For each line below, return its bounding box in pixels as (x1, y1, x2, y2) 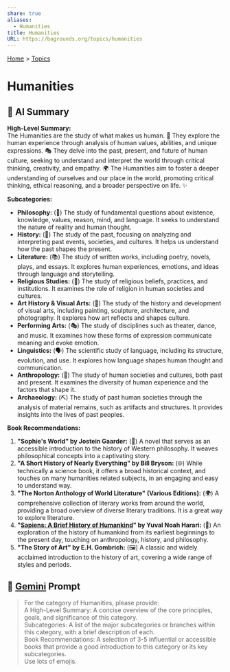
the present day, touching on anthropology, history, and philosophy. (16, 536, 209, 544)
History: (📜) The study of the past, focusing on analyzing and (16, 230, 192, 239)
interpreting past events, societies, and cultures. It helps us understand (16, 238, 219, 246)
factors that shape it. (16, 386, 76, 394)
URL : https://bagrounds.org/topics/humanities (7, 36, 143, 43)
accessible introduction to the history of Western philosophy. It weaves (16, 444, 218, 453)
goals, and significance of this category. (23, 613, 138, 621)
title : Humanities (7, 29, 60, 36)
